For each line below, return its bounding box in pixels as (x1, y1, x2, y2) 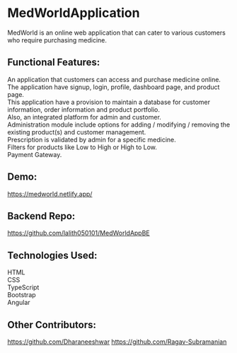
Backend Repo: (7, 210, 76, 222)
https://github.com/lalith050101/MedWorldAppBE (7, 228, 150, 238)
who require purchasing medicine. (7, 35, 108, 44)
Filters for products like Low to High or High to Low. (7, 143, 158, 151)
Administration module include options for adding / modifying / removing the (7, 120, 231, 129)
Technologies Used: (7, 249, 98, 261)
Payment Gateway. (7, 150, 62, 158)
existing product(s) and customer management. (7, 127, 146, 136)
